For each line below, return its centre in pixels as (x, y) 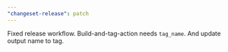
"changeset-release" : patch (48, 14)
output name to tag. (36, 41)
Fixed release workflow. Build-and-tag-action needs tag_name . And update (114, 33)
